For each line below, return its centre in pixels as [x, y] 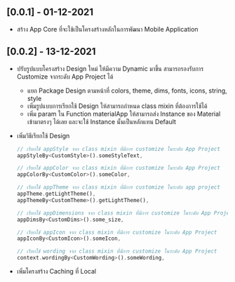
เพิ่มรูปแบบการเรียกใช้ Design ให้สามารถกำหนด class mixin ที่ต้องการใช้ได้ [117, 106]
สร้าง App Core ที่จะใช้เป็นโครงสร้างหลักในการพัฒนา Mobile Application [107, 29]
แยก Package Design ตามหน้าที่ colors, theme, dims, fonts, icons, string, [127, 90]
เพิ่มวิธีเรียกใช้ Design [43, 135]
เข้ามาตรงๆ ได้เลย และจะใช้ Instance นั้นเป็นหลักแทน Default [102, 121]
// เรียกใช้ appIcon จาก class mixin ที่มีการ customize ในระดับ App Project [117, 232]
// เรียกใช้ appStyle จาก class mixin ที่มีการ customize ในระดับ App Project [118, 149]
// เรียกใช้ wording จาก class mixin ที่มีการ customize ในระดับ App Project [117, 251]
